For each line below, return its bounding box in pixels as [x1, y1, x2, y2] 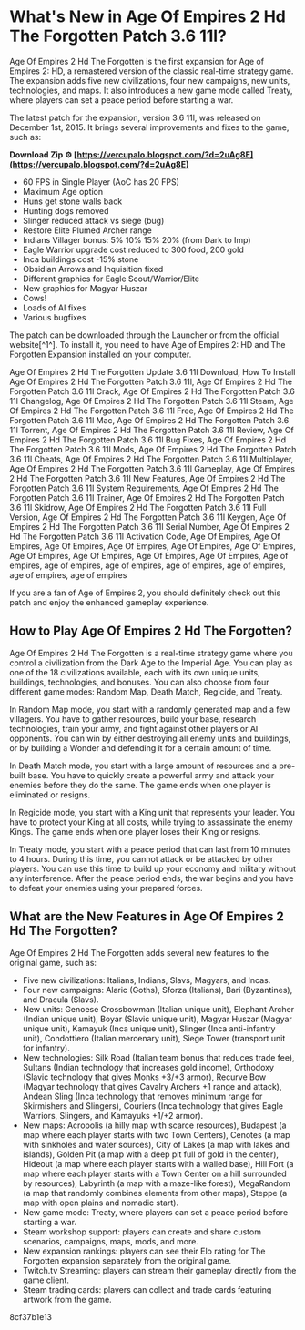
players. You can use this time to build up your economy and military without [9, 863, 297, 874]
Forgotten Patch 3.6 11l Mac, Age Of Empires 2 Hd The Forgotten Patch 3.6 [9, 414, 290, 425]
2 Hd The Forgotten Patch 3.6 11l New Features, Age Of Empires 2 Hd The [9, 472, 286, 483]
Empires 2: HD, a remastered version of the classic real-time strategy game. [9, 66, 294, 76]
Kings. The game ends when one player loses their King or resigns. [9, 826, 261, 837]
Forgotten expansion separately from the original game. [22, 1254, 232, 1266]
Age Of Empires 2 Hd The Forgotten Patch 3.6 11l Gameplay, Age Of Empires [9, 462, 296, 474]
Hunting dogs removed [22, 205, 109, 216]
